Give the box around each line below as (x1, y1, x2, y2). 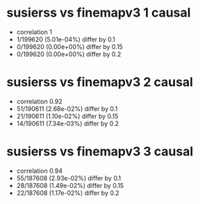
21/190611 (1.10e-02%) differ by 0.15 (16, 112, 119, 120)
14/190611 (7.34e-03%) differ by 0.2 (16, 119, 119, 128)
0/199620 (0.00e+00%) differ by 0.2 (16, 50, 122, 58)
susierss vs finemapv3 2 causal (6, 74, 194, 90)
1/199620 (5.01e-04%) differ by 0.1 (16, 35, 115, 43)
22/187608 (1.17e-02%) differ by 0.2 (16, 189, 119, 197)
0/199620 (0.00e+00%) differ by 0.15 (16, 42, 123, 51)
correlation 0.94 (16, 167, 63, 175)
